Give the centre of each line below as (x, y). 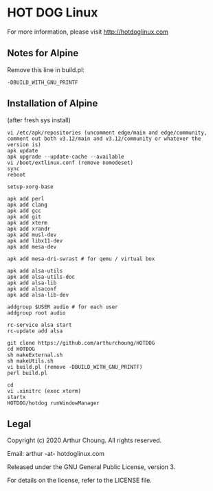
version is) (24, 145)
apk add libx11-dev (35, 241)
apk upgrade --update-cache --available (66, 157)
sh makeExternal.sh (35, 355)
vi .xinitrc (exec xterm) (44, 391)
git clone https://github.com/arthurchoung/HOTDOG (81, 343)
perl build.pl (27, 373)
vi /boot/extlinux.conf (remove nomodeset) (70, 163)
